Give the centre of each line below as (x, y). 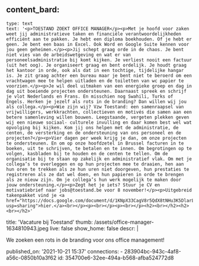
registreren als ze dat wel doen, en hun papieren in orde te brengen (95, 174)
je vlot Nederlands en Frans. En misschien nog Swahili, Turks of (90, 96)
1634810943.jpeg (28, 228)
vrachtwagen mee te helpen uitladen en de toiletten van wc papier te (95, 81)
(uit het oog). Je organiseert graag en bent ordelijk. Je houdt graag (96, 65)
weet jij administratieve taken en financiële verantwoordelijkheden (94, 34)
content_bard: (33, 10)
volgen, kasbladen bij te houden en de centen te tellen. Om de (87, 154)
